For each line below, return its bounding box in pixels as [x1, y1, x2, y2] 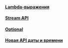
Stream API [5, 15, 29, 21]
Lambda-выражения [5, 4, 50, 10]
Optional [5, 26, 23, 32]
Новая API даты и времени [5, 37, 63, 44]
